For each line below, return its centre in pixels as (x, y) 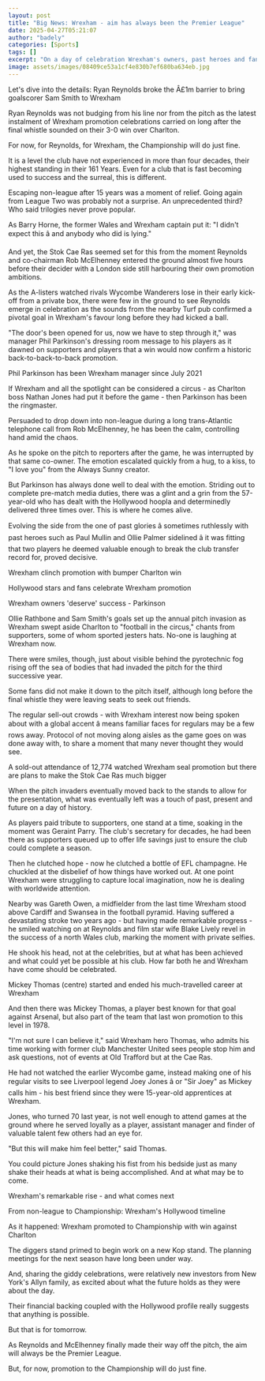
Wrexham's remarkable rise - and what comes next (91, 1195)
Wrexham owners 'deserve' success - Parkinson (87, 603)
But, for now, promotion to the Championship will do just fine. (108, 1368)
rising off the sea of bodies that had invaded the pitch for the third (115, 667)
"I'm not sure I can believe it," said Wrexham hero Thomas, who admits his (129, 1040)
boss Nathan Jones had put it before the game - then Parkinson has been (127, 396)
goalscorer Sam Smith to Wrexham (65, 98)
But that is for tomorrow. (47, 1329)
